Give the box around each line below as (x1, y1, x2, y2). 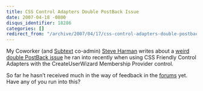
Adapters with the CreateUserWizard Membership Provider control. (6, 60, 174, 68)
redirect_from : (6, 31, 45, 37)
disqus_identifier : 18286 (6, 20, 71, 26)
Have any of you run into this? (6, 78, 81, 86)
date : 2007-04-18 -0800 (6, 14, 66, 20)
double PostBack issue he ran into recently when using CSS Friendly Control (6, 54, 196, 61)
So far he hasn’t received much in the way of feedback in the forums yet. (6, 72, 188, 79)
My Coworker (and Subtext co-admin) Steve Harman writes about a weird (6, 47, 190, 54)
